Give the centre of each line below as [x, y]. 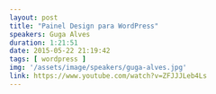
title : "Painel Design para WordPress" [84, 26]
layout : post [34, 17]
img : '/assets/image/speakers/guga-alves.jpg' [98, 68]
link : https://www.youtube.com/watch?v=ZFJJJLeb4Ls [108, 76]
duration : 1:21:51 [44, 43]
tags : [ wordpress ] [48, 59]
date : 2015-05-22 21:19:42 [60, 51]
